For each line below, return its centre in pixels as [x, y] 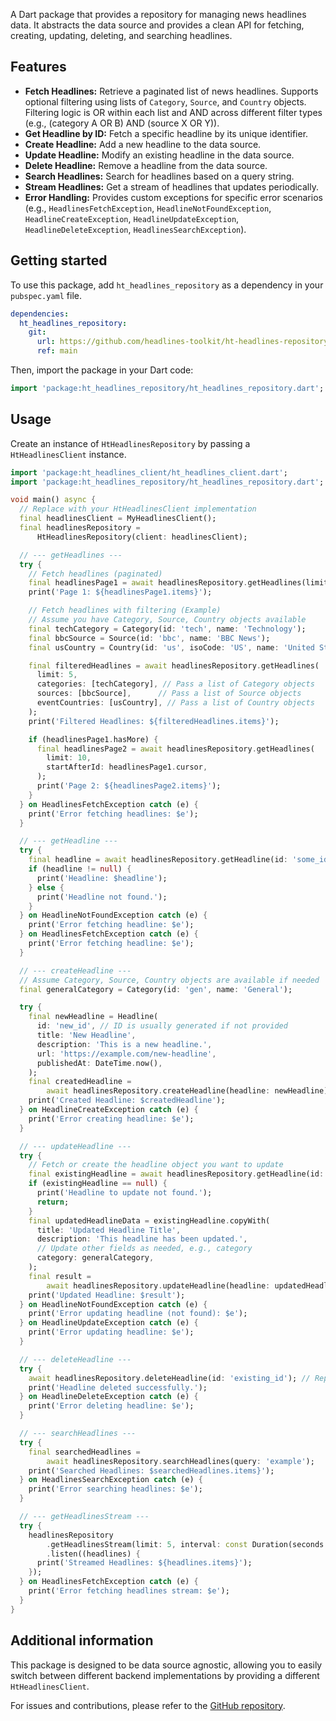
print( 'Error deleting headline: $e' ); [111, 1406]
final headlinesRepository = [80, 528]
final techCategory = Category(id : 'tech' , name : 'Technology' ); [167, 629]
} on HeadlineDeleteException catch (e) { [109, 1397]
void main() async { [53, 500]
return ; [53, 1202]
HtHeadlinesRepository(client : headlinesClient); [142, 537]
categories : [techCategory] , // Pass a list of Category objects [175, 684]
